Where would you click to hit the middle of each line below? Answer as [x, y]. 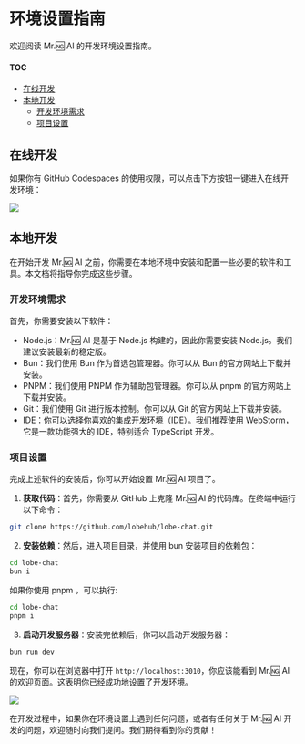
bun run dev [32, 652]
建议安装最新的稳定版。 [66, 351]
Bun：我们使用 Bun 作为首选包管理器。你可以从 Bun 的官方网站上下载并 [157, 363]
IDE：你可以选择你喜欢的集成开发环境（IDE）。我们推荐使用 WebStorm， [158, 420]
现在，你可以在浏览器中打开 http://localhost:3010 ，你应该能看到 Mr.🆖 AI [150, 670]
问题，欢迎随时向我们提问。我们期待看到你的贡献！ [121, 729]
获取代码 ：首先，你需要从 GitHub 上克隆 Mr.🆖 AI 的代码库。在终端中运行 [159, 498]
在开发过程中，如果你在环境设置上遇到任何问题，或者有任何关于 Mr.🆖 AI [146, 718]
